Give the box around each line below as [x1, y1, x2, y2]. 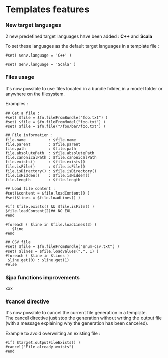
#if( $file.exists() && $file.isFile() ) [5, 204, 95, 209]
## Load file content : [5, 186, 56, 191]
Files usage [5, 74, 35, 81]
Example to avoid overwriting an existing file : [5, 330, 101, 337]
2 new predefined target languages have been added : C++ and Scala [5, 33, 153, 39]
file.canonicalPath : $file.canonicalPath [5, 155, 97, 160]
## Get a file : [5, 111, 40, 116]
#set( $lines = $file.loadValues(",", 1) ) [5, 249, 99, 254]
